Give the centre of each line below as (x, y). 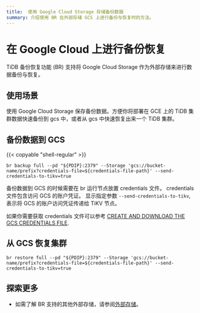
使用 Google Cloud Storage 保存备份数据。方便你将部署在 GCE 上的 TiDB (97, 111)
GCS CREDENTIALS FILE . (38, 223)
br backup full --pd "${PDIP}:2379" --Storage (66, 166)
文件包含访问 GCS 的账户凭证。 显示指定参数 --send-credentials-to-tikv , (98, 196)
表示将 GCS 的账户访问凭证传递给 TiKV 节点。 (63, 204)
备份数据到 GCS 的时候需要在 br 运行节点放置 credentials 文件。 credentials (100, 189)
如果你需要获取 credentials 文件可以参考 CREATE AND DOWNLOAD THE (96, 216)
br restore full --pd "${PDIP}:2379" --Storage (67, 257)
